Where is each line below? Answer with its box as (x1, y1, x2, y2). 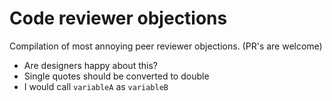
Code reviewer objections (9, 7, 228, 30)
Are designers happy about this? (23, 59, 158, 71)
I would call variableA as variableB (23, 80, 169, 92)
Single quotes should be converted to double (23, 70, 210, 82)
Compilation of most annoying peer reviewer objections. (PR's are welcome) (9, 40, 323, 52)
